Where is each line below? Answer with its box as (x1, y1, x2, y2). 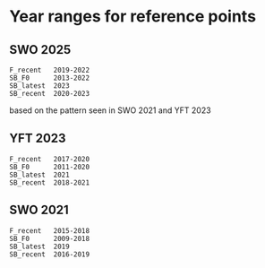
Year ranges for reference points (9, 6, 257, 27)
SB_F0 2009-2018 (9, 234, 90, 243)
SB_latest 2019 (9, 242, 70, 251)
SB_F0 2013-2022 (9, 73, 90, 82)
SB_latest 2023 (9, 82, 70, 91)
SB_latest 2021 (9, 170, 70, 179)
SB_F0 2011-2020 (9, 162, 90, 171)
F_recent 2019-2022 (9, 65, 90, 74)
